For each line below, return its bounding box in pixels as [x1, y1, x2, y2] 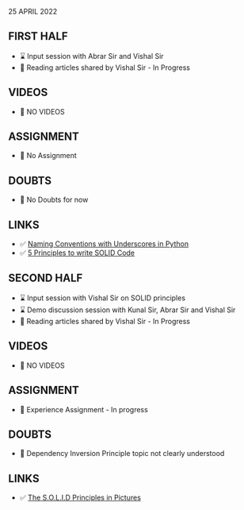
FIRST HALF [8, 29, 69, 43]
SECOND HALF [8, 272, 83, 285]
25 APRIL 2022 [8, 7, 58, 16]
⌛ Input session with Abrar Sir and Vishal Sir [19, 51, 164, 60]
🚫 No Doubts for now [19, 195, 89, 205]
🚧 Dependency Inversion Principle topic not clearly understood [19, 449, 225, 458]
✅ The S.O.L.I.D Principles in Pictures [19, 493, 141, 503]
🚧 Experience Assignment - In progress [19, 404, 148, 414]
